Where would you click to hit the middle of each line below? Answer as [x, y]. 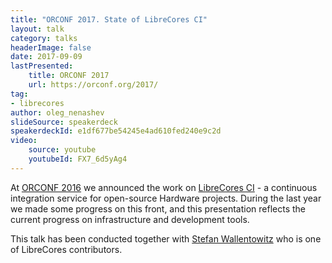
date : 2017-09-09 [46, 57]
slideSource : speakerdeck [64, 122]
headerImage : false [51, 47]
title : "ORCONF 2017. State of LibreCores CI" [109, 19]
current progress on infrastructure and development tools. [130, 219]
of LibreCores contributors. [66, 249]
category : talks [44, 38]
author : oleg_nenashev [57, 112]
